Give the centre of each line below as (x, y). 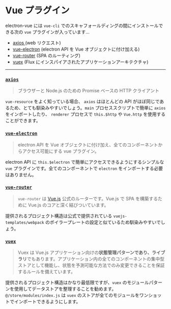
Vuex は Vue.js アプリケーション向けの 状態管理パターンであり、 (85, 252)
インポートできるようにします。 (47, 302)
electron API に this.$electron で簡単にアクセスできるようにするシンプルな (85, 162)
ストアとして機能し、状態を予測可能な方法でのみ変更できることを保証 (91, 265)
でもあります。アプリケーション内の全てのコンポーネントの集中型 (96, 259)
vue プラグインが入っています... (57, 32)
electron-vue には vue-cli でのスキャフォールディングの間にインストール (82, 25)
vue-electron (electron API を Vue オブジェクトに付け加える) (76, 49)
